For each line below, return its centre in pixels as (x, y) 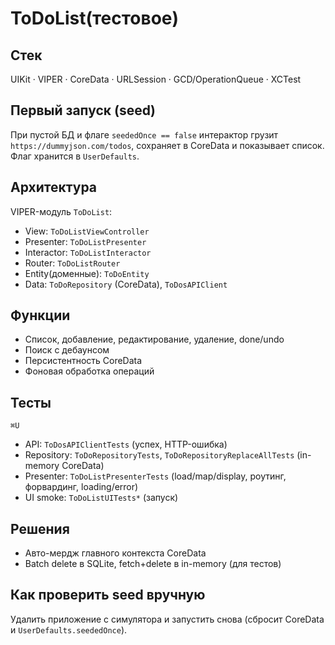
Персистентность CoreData (83, 361)
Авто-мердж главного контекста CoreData (115, 553)
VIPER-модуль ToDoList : (61, 211)
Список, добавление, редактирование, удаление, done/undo (154, 339)
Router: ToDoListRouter (72, 263)
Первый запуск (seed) (83, 110)
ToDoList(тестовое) (95, 18)
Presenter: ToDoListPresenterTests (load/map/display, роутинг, (155, 476)
